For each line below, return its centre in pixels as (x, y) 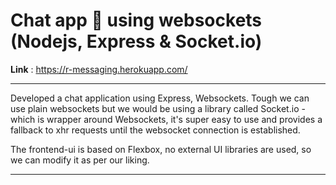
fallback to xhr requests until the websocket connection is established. (155, 130)
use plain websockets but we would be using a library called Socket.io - (158, 108)
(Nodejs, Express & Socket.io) (136, 41)
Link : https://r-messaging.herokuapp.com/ (99, 69)
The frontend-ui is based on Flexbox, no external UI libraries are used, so (161, 149)
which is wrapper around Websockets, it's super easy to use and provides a (166, 119)
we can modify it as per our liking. (80, 160)
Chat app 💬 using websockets (136, 20)
